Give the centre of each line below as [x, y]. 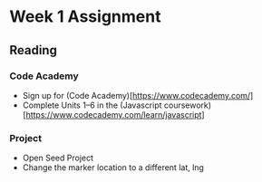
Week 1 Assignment [85, 17]
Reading [33, 50]
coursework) [187, 105]
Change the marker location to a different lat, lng [113, 168]
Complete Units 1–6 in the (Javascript [92, 105]
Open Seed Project [58, 158]
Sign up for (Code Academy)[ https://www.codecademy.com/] [138, 95]
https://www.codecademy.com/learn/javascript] [116, 114]
